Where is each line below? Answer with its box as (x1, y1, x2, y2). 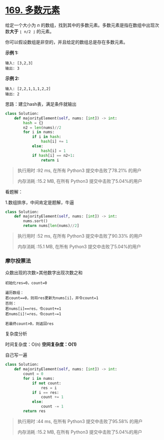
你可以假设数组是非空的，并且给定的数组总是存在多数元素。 (5, 39, 128, 45)
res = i (40, 385, 57, 390)
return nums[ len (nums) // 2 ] (23, 224, 79, 229)
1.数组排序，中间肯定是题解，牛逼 (5, 199, 74, 205)
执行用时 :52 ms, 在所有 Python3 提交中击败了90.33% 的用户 (17, 233, 143, 239)
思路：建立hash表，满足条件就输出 (5, 101, 76, 107)
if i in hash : (31, 134, 61, 139)
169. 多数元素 (5, 5, 60, 16)
